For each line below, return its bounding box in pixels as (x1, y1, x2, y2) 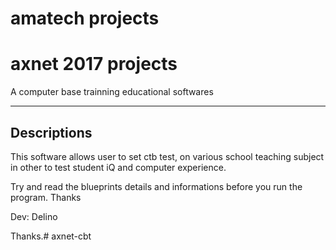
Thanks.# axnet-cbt (10, 230, 92, 242)
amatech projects (10, 7, 160, 30)
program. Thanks (10, 191, 82, 203)
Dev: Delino (10, 210, 58, 222)
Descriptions (10, 124, 93, 141)
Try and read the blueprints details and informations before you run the (10, 180, 303, 192)
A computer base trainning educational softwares (10, 86, 214, 98)
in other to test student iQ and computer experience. (10, 161, 227, 173)
